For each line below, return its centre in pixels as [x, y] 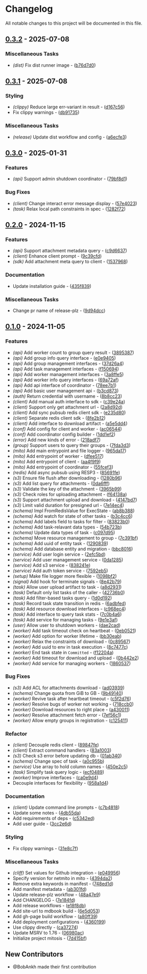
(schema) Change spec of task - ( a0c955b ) [58, 761]
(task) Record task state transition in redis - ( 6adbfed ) [69, 603]
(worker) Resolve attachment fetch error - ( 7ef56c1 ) [67, 715]
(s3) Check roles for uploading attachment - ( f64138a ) [70, 494]
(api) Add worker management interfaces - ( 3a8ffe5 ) [68, 374]
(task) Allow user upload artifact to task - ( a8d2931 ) [67, 587]
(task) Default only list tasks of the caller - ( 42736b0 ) [69, 592]
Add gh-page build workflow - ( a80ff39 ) [55, 917]
